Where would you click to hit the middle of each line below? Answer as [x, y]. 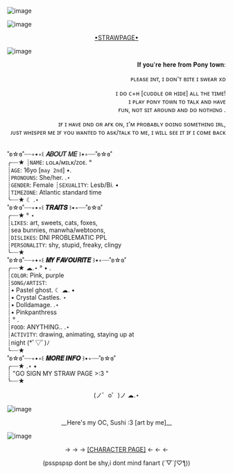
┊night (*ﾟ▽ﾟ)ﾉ [28, 343]
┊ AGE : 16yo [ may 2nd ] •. [40, 170]
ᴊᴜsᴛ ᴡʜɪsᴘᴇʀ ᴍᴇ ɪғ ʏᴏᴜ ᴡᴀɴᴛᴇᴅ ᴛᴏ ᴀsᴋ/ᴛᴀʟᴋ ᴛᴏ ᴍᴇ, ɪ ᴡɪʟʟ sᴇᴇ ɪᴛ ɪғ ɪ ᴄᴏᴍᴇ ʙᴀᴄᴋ [118, 132]
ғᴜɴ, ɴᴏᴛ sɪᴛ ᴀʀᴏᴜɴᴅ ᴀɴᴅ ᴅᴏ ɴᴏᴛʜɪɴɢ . [172, 110]
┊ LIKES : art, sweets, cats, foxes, [53, 223]
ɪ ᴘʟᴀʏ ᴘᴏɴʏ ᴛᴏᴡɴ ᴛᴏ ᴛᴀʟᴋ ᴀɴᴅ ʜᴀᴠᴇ [177, 101]
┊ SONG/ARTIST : [27, 283]
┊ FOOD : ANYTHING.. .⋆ [39, 327]
